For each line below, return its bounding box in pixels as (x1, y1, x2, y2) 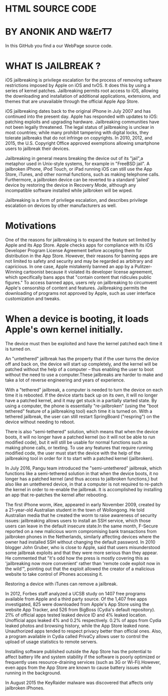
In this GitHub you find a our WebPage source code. (5, 43, 113, 49)
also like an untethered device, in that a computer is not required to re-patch (5, 481, 163, 487)
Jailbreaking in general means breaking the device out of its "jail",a (5, 156, 143, 162)
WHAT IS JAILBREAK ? (5, 60, 101, 72)
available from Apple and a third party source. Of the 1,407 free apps (5, 596, 147, 602)
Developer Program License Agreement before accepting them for (5, 248, 142, 253)
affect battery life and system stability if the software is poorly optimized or (5, 654, 160, 660)
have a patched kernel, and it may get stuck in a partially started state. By (5, 397, 157, 403)
